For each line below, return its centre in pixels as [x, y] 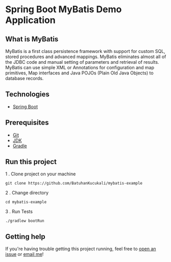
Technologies [28, 95]
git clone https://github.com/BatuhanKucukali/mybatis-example [74, 184]
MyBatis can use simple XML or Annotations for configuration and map [80, 68]
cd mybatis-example [26, 202]
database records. [25, 78]
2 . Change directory [27, 193]
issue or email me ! [25, 254]
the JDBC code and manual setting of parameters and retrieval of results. [82, 62]
